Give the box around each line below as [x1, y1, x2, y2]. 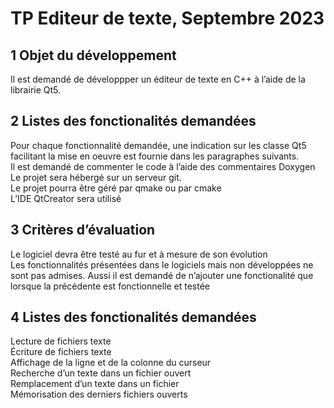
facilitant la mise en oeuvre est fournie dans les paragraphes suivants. [10, 150, 300, 162]
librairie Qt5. [10, 84, 62, 96]
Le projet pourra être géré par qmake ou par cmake [10, 182, 222, 194]
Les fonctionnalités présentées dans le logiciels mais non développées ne [10, 258, 314, 271]
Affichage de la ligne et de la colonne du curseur [10, 357, 212, 369]
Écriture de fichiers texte [10, 346, 112, 358]
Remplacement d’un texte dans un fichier [10, 378, 180, 390]
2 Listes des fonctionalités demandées [10, 113, 257, 130]
